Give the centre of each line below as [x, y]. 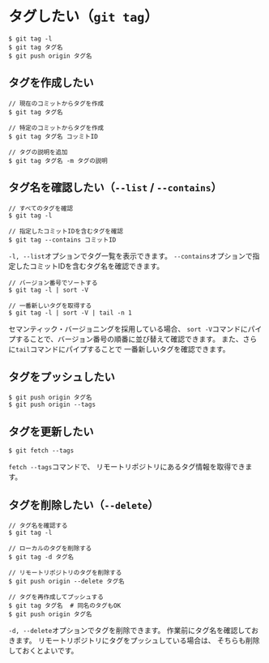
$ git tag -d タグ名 [41, 557]
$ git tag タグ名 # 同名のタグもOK [65, 605]
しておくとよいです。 [43, 650]
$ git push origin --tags [52, 405]
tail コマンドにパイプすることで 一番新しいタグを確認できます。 [123, 349]
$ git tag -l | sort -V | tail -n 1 [70, 313]
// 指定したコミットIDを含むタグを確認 [66, 231]
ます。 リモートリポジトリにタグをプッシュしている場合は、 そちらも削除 [138, 640]
